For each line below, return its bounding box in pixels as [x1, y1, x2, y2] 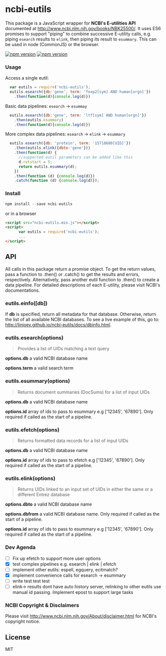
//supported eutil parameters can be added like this [18, 155, 133, 160]
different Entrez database [17, 492, 70, 498]
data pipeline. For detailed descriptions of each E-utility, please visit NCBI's [5, 282, 160, 288]
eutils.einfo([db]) [5, 300, 47, 307]
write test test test [12, 578, 50, 584]
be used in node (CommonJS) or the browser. [5, 41, 99, 47]
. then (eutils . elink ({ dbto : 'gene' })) [14, 145, 91, 151]
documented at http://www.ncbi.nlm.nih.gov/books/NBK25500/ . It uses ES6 [5, 25, 161, 31]
